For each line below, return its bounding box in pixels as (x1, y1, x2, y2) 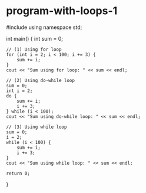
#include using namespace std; (6, 24, 82, 31)
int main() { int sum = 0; (6, 35, 64, 42)
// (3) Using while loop (6, 124, 67, 130)
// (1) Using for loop (6, 46, 62, 53)
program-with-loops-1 (6, 4, 118, 18)
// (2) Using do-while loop (6, 77, 75, 83)
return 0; (6, 170, 31, 176)
